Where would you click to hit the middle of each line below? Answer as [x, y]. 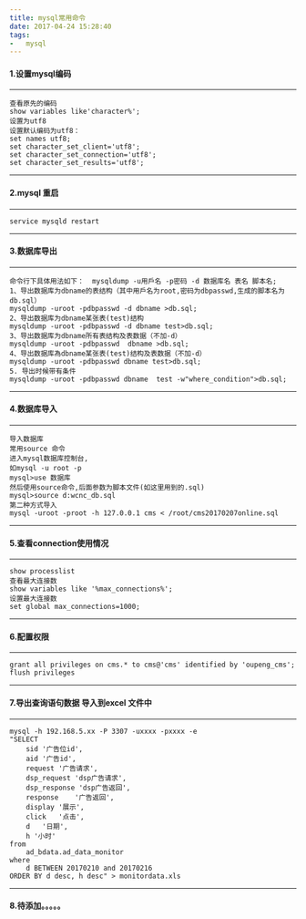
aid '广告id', [51, 759]
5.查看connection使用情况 [59, 542]
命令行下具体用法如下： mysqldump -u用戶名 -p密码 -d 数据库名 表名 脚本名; [143, 281]
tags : [20, 35]
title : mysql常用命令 [48, 18]
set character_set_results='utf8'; [77, 163]
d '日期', [47, 826]
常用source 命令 [37, 449]
